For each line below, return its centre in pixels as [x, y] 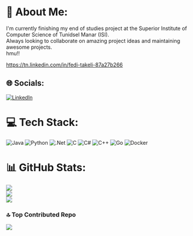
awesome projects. [29, 47]
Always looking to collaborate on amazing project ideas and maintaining [93, 41]
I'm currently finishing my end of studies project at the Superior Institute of [96, 28]
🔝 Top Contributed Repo [41, 214]
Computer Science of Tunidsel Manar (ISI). [58, 34]
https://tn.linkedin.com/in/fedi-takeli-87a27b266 [65, 65]
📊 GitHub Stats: [46, 167]
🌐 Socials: [25, 83]
